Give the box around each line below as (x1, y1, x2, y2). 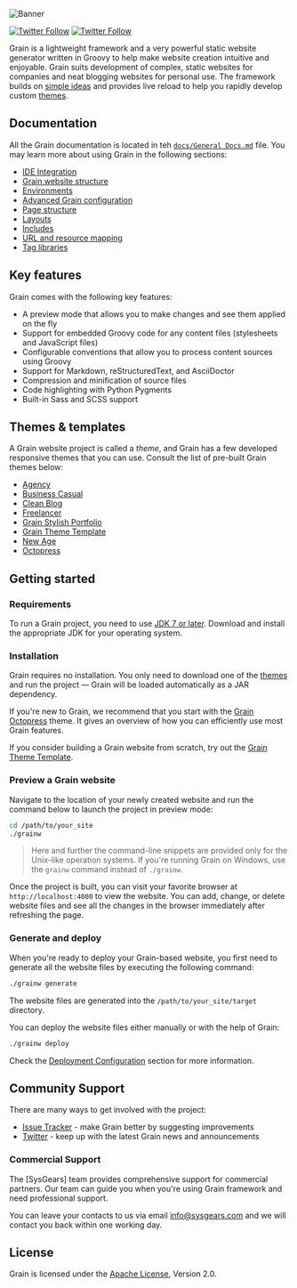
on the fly (21, 318, 58, 328)
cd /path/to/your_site (9, 821, 93, 830)
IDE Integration (21, 166, 77, 177)
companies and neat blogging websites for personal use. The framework (9, 71, 276, 82)
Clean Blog (21, 498, 63, 509)
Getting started (9, 571, 96, 587)
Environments (21, 185, 73, 196)
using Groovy (21, 356, 72, 367)
